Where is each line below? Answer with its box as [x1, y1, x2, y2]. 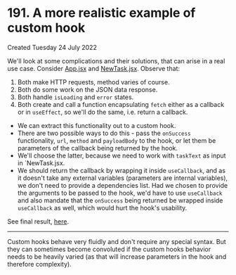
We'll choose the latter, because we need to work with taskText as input [17, 151, 226, 160]
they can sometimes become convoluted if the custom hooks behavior [7, 245, 211, 253]
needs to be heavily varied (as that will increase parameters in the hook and [7, 252, 227, 261]
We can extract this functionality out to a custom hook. [17, 121, 176, 129]
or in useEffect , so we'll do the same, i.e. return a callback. [17, 108, 188, 116]
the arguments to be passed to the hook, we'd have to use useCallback [17, 188, 223, 197]
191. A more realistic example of [7, 5, 196, 21]
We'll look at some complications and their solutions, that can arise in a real [7, 56, 225, 65]
